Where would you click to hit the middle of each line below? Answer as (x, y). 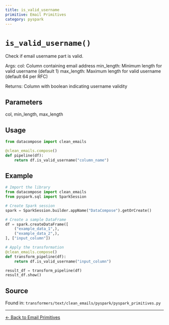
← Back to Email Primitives (33, 317)
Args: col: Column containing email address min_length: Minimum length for (84, 66)
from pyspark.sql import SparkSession (46, 197)
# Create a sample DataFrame (36, 219)
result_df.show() (23, 275)
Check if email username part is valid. (44, 56)
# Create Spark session (30, 206)
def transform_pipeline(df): (36, 257)
